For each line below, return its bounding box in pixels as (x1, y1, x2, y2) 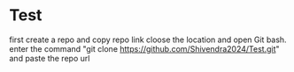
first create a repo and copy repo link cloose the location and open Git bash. (9, 34, 287, 45)
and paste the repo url (9, 53, 90, 63)
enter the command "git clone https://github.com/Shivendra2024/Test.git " (9, 43, 281, 54)
